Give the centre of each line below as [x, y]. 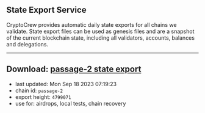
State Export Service [46, 10]
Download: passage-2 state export [74, 69]
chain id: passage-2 [39, 90]
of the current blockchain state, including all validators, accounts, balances [101, 38]
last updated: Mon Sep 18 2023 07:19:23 [66, 84]
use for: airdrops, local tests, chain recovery [70, 103]
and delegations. [27, 44]
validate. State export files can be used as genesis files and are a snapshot [100, 31]
